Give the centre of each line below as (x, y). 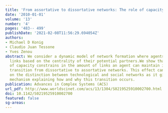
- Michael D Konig (24, 42)
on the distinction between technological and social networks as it (83, 75)
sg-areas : (15, 103)
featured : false (22, 98)
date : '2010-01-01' (25, 14)
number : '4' (17, 24)
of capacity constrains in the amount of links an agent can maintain (85, 65)
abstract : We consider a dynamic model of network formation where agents (85, 56)
